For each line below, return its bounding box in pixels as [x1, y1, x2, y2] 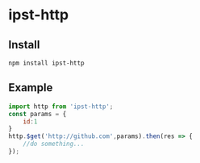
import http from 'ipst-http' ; [8, 102, 114, 111]
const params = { [8, 110, 67, 118]
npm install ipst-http [8, 59, 85, 67]
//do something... [23, 140, 85, 148]
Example [8, 81, 53, 94]
